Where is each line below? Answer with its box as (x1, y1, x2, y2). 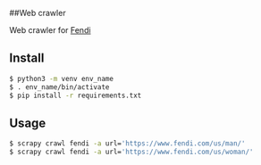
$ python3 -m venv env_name (9, 74, 114, 83)
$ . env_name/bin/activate (9, 82, 110, 92)
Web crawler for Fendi (9, 25, 91, 35)
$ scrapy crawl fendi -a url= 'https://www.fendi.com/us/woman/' (9, 147, 254, 157)
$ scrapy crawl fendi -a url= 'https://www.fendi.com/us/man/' (9, 139, 246, 148)
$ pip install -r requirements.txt (9, 91, 142, 100)
